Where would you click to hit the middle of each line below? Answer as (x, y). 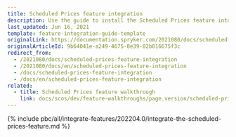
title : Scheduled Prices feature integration (75, 14)
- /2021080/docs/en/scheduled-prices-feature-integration (100, 66)
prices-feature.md (34, 126)
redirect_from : (29, 53)
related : (20, 86)
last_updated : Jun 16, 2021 (48, 27)
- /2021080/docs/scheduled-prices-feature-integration (96, 60)
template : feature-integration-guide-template (77, 33)
